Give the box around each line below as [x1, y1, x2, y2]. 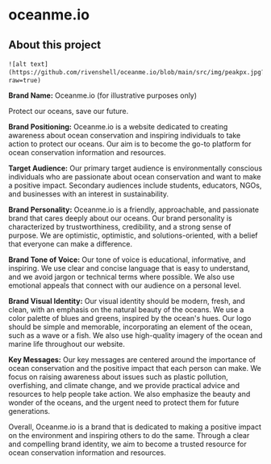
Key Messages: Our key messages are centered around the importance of [8, 355, 256, 365]
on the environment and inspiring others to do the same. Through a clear [8, 431, 250, 440]
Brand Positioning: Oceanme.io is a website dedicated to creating [8, 122, 228, 131]
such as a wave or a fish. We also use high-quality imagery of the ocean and [8, 331, 263, 340]
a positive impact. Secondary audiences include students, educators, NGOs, [8, 180, 262, 190]
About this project [8, 38, 102, 52]
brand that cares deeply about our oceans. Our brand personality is [8, 213, 232, 223]
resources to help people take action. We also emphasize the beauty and [8, 390, 251, 399]
